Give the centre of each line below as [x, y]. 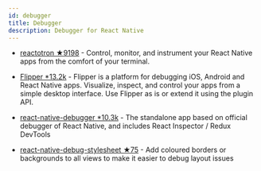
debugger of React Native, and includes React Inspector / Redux [125, 126]
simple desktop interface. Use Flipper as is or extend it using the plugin [136, 94]
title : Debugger [35, 23]
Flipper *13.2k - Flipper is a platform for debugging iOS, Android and [132, 77]
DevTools [35, 134]
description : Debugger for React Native [76, 30]
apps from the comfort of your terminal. [85, 61]
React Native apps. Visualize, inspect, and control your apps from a [130, 85]
